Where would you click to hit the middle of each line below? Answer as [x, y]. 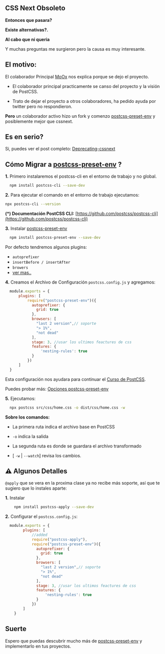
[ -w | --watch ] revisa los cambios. [47, 455]
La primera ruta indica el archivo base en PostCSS [63, 427]
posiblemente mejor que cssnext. [39, 121]
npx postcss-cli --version [33, 204]
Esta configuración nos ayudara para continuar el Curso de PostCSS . [76, 379]
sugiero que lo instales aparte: [36, 488]
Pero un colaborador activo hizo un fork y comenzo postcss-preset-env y [80, 116]
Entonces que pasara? [28, 20]
